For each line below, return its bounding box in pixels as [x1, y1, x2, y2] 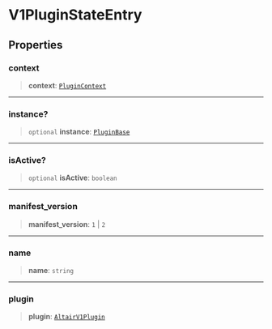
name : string [28, 266, 74, 276]
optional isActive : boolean [28, 173, 117, 183]
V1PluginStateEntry [8, 6, 142, 24]
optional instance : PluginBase [28, 127, 130, 137]
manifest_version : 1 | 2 [28, 219, 106, 229]
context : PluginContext [28, 80, 107, 90]
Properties [8, 38, 63, 52]
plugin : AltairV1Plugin [28, 312, 105, 322]
